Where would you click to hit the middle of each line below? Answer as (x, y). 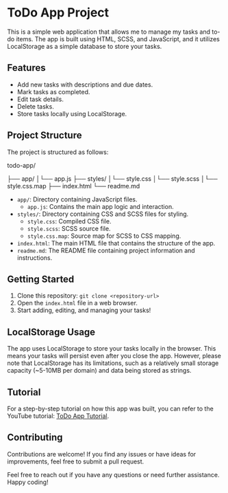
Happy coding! (28, 482)
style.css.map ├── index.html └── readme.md (74, 186)
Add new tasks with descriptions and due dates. (85, 85)
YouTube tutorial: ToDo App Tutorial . (58, 416)
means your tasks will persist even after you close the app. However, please (114, 356)
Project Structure (45, 135)
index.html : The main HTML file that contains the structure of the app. (116, 243)
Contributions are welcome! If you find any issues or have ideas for (102, 454)
